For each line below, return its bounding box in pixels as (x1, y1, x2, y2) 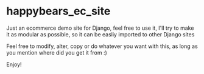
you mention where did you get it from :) (6, 49, 108, 56)
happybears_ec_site (6, 4, 111, 18)
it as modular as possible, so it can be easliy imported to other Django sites (6, 30, 195, 38)
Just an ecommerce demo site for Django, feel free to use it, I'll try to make (6, 24, 194, 32)
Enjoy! (6, 61, 23, 68)
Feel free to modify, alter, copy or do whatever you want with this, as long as (6, 42, 198, 50)
